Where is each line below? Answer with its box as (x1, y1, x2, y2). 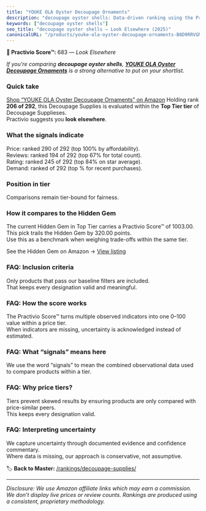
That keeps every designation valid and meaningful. (6, 283, 137, 291)
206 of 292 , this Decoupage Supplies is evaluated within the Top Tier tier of (6, 102, 199, 110)
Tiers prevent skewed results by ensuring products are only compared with (6, 397, 196, 404)
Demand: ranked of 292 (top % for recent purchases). (6, 164, 143, 172)
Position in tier (6, 180, 50, 188)
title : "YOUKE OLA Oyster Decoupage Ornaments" (6, 9, 131, 15)
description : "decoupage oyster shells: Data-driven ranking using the (6, 15, 193, 21)
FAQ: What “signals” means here (6, 347, 107, 356)
